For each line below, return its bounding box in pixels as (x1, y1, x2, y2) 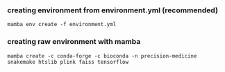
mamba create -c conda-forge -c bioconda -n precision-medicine (7, 52, 197, 60)
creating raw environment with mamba (7, 37, 141, 47)
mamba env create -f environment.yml (7, 21, 117, 28)
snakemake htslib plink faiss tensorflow (7, 58, 129, 65)
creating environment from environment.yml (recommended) (7, 5, 219, 15)
